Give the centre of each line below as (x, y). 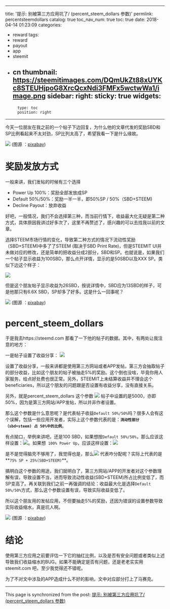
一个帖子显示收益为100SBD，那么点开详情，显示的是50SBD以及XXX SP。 (82, 258)
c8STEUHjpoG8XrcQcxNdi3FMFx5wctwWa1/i (86, 88)
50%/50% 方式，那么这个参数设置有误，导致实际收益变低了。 (67, 490)
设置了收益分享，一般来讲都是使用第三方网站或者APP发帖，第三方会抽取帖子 (85, 366)
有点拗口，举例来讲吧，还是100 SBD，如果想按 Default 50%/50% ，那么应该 (82, 436)
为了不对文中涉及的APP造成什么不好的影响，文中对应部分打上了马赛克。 (80, 579)
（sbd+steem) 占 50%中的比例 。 (36, 425)
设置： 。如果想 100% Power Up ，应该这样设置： (61, 443)
